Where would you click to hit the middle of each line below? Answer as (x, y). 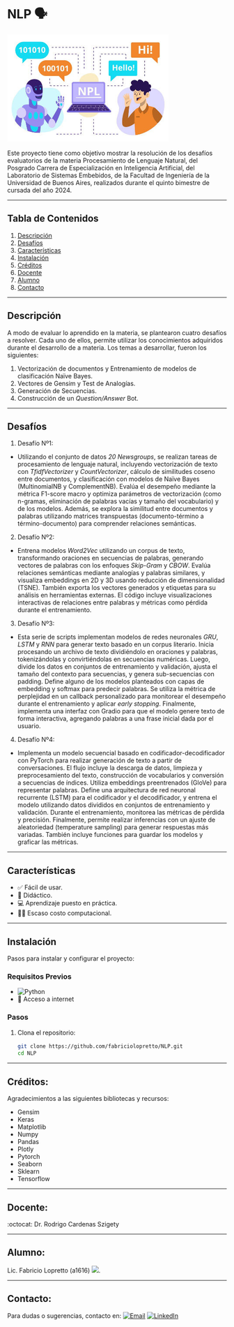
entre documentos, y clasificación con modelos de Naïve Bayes (108, 479)
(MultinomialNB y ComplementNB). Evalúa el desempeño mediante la (116, 487)
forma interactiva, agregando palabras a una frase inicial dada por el (115, 719)
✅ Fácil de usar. (40, 887)
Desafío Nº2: (36, 537)
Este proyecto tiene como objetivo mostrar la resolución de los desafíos (110, 153)
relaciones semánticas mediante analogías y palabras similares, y (111, 573)
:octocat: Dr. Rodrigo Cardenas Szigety (63, 1224)
